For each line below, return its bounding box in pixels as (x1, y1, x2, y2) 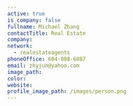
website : (7, 82, 33, 89)
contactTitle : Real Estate (7, 29, 86, 37)
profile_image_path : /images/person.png (7, 88, 127, 95)
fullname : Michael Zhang (7, 23, 80, 30)
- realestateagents (13, 50, 71, 56)
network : (7, 43, 33, 50)
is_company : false (7, 17, 61, 24)
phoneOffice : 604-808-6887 (7, 56, 86, 63)
